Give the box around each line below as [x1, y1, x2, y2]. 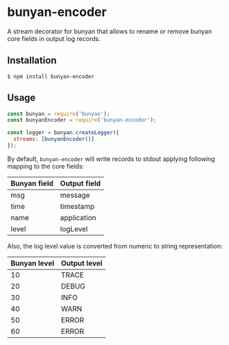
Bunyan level [10, 258, 55, 268]
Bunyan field [10, 178, 54, 188]
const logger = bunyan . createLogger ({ [7, 129, 119, 136]
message [60, 190, 90, 200]
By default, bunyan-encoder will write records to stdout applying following [7, 154, 215, 163]
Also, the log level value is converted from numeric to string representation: [7, 242, 223, 250]
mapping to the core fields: [7, 162, 85, 170]
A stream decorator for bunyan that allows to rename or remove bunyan [7, 27, 212, 35]
